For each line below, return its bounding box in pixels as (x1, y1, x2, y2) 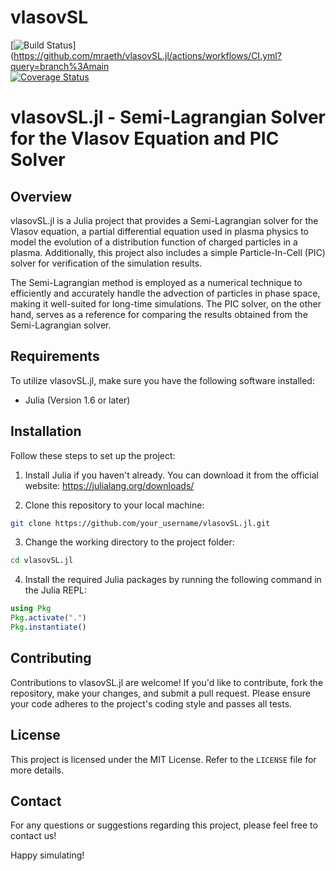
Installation (10, 423, 82, 440)
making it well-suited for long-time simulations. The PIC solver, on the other (10, 297, 322, 310)
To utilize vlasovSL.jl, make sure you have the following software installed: (10, 374, 315, 386)
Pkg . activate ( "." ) (10, 613, 87, 623)
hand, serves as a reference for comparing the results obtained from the (10, 308, 308, 320)
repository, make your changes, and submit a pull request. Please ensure (10, 687, 311, 699)
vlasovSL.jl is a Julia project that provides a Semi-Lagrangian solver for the (10, 214, 319, 226)
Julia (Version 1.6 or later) (24, 394, 131, 406)
